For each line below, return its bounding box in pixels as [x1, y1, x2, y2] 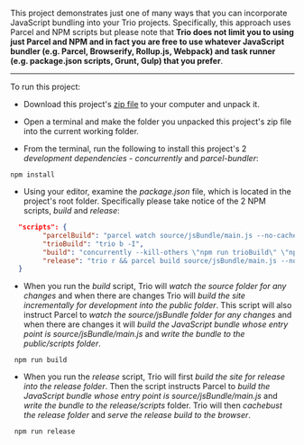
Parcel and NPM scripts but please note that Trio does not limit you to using [10, 27, 294, 37]
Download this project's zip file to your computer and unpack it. [23, 99, 260, 109]
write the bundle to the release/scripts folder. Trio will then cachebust [23, 400, 282, 411]
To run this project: [10, 81, 80, 92]
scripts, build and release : [23, 205, 120, 215]
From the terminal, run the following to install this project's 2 [23, 143, 247, 154]
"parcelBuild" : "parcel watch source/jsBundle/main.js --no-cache [42, 231, 298, 240]
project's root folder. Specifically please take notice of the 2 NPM [23, 195, 267, 206]
